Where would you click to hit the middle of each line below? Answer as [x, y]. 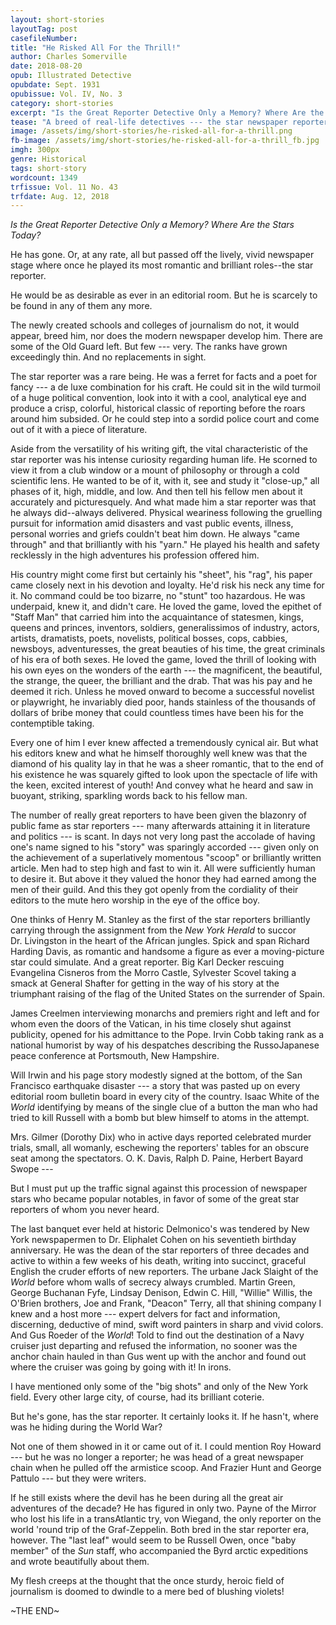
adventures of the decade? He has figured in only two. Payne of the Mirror [163, 1508]
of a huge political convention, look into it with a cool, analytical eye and [158, 398]
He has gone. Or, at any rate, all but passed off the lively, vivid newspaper [162, 255]
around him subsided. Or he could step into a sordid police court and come [165, 419]
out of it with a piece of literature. [79, 430]
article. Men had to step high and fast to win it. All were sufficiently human [163, 868]
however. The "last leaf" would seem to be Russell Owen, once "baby [153, 1540]
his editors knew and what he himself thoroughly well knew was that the [159, 753]
